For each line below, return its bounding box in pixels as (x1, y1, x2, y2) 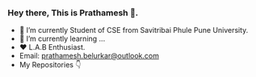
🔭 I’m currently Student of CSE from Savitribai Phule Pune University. (19, 26, 249, 35)
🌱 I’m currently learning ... (19, 34, 106, 43)
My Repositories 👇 (19, 60, 82, 70)
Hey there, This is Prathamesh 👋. (7, 7, 139, 18)
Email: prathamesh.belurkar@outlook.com (19, 51, 159, 61)
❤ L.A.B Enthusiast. (19, 43, 86, 52)
